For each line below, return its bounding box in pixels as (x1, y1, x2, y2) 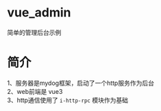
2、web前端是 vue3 (7, 87, 63, 95)
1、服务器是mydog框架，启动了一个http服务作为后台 (7, 79, 154, 87)
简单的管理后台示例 (7, 28, 62, 36)
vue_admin (7, 5, 71, 21)
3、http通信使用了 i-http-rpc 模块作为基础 (7, 96, 129, 104)
